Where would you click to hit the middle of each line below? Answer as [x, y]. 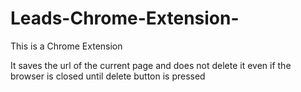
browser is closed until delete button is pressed [108, 76]
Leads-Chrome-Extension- [125, 18]
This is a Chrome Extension [66, 46]
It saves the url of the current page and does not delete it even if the [151, 65]
